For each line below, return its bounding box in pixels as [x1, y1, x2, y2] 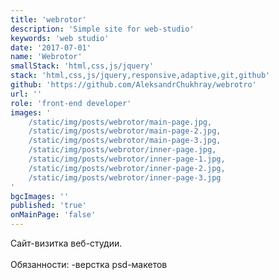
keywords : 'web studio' [10, 33, 110, 43]
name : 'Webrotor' [10, 52, 83, 62]
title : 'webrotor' [10, 14, 87, 25]
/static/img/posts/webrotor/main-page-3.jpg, [28, 136, 222, 146]
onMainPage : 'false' [10, 210, 97, 220]
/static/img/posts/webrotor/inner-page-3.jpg [28, 172, 222, 183]
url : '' [10, 89, 43, 99]
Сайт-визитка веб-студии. [10, 237, 123, 249]
